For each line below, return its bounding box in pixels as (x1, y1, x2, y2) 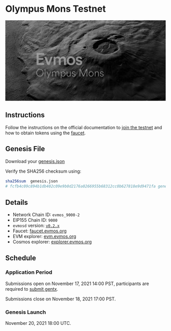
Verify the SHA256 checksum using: (5, 168, 81, 174)
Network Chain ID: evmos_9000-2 (12, 211, 80, 218)
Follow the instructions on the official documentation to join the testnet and (5, 124, 162, 130)
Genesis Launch (5, 309, 46, 316)
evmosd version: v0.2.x (12, 223, 60, 229)
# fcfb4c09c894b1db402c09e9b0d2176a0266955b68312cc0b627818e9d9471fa (5, 184, 156, 189)
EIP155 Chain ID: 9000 (12, 217, 58, 223)
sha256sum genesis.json (5, 178, 58, 184)
